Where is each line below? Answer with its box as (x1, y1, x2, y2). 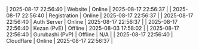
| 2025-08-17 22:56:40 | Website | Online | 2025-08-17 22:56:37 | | (6, 6, 172, 12)
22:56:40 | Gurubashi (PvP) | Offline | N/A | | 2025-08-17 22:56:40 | (6, 31, 173, 38)
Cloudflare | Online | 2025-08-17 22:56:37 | (6, 37, 114, 44)
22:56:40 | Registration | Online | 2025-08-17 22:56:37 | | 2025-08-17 (22, 12, 194, 19)
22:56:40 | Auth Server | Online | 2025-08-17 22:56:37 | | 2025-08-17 (6, 18, 178, 25)
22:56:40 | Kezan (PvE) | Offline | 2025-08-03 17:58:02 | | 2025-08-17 (6, 24, 179, 32)
